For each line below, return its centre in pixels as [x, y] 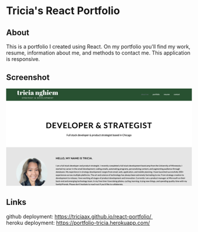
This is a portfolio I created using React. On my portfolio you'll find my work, [98, 46]
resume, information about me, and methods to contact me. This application [98, 53]
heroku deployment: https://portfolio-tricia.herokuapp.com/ [78, 223]
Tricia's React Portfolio [63, 11]
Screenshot [28, 78]
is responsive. [23, 59]
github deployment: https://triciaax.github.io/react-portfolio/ [79, 216]
